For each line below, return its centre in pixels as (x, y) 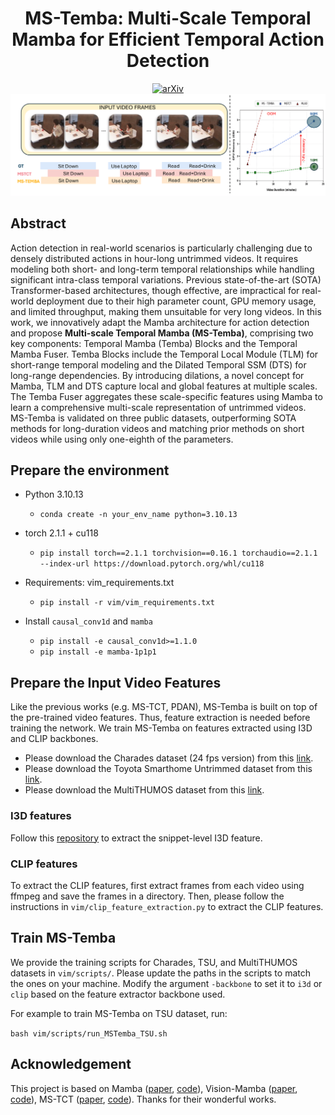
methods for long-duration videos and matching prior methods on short (157, 428)
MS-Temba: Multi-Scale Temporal (168, 18)
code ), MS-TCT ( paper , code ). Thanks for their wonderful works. (143, 1099)
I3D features (41, 816)
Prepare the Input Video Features (116, 682)
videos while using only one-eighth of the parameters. (122, 439)
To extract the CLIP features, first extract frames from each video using (157, 885)
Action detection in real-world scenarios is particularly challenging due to (161, 248)
